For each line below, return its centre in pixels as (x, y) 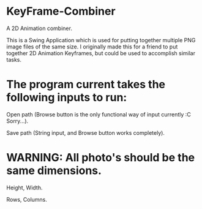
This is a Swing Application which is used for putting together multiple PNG (101, 40)
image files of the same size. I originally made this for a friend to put (92, 47)
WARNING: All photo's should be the (100, 158)
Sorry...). (17, 121)
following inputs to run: (67, 98)
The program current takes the (86, 85)
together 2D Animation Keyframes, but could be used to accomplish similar (101, 53)
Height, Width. (24, 188)
